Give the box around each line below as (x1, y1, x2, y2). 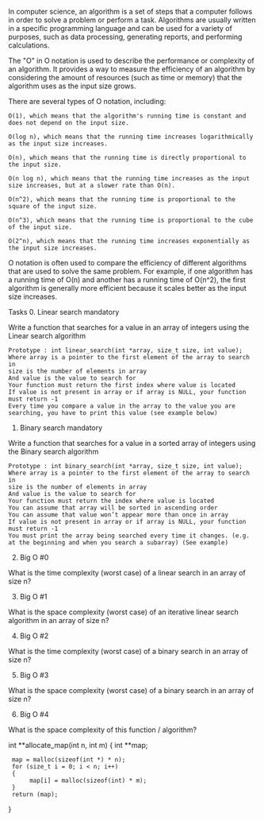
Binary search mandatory (19, 423, 103, 432)
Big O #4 (19, 710, 49, 718)
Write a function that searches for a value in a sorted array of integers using (8, 439, 256, 447)
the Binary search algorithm (8, 447, 99, 456)
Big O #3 (19, 671, 49, 680)
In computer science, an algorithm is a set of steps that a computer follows (8, 7, 253, 16)
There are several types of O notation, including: (8, 97, 166, 106)
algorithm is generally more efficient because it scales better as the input (8, 284, 247, 292)
